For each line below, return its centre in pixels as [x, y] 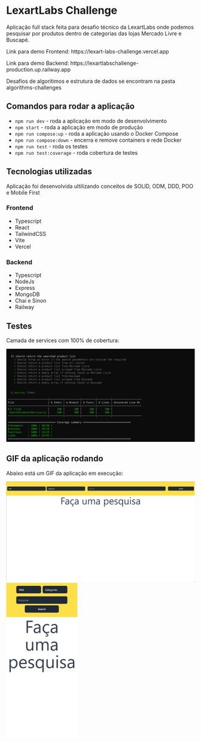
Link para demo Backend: [38, 63]
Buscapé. [18, 40]
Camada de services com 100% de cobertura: [63, 340]
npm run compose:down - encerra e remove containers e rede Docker [98, 140]
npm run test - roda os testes [51, 146]
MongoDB [27, 294]
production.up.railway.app [38, 69]
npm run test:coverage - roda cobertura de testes [76, 152]
